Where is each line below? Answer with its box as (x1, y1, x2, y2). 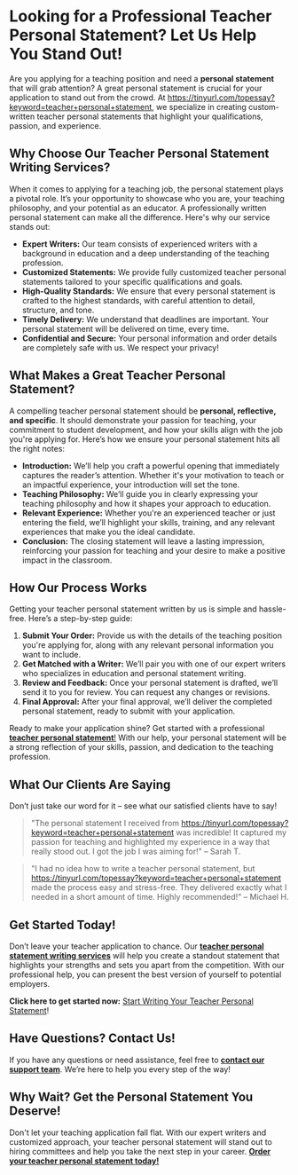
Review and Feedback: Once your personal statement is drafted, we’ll (21, 677, 278, 689)
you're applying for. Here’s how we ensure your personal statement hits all (9, 433, 280, 445)
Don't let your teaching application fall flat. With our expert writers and (9, 1127, 267, 1138)
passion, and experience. (9, 120, 102, 130)
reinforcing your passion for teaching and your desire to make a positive (21, 545, 286, 556)
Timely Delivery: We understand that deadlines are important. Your (21, 313, 269, 325)
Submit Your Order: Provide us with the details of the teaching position (21, 630, 282, 641)
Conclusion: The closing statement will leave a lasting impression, (21, 535, 265, 547)
